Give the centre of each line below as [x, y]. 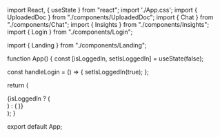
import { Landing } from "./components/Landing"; [77, 45]
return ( [18, 85]
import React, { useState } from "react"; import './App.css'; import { [102, 10]
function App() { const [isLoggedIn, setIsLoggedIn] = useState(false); [106, 59]
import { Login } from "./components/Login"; [70, 32]
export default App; [35, 126]
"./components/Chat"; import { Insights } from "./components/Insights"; [108, 24]
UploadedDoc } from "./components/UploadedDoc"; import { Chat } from [110, 17]
